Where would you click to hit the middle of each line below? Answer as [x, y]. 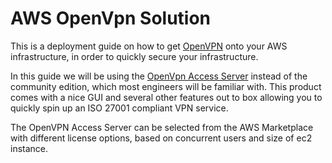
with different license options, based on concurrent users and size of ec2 [161, 138]
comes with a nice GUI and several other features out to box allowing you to [166, 97]
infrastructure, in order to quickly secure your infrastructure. [134, 56]
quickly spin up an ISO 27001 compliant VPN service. [119, 108]
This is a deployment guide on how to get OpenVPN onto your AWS [149, 46]
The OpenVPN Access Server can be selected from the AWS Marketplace [162, 127]
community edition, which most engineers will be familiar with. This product [166, 86]
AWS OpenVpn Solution [111, 18]
